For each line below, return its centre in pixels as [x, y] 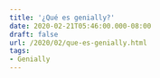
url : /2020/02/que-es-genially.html [78, 43]
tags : [19, 51]
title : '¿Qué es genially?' [62, 17]
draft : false [34, 34]
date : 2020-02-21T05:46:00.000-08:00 [80, 26]
